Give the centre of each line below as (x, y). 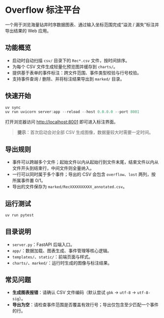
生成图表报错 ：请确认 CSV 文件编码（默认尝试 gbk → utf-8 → (74, 292)
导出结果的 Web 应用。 (28, 30)
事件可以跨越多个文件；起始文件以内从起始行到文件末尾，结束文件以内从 (85, 162)
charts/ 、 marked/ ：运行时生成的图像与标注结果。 (62, 263)
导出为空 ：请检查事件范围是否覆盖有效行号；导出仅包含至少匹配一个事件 (85, 305)
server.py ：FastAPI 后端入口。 (43, 244)
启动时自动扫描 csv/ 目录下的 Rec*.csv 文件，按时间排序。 (71, 60)
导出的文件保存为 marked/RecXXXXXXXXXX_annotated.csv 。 (70, 186)
